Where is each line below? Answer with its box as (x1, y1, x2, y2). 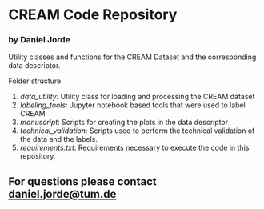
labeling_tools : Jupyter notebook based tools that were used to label (19, 100, 246, 110)
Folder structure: (8, 76, 64, 86)
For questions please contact (8, 175, 158, 188)
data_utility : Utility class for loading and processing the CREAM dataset (19, 92, 255, 102)
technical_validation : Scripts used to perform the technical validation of (19, 126, 255, 135)
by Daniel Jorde (8, 34, 70, 46)
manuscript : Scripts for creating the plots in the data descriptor (19, 118, 229, 127)
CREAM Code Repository (8, 6, 178, 24)
